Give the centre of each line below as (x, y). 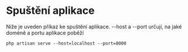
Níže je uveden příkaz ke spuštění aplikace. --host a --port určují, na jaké (94, 27)
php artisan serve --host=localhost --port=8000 (66, 43)
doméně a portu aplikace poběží (45, 32)
